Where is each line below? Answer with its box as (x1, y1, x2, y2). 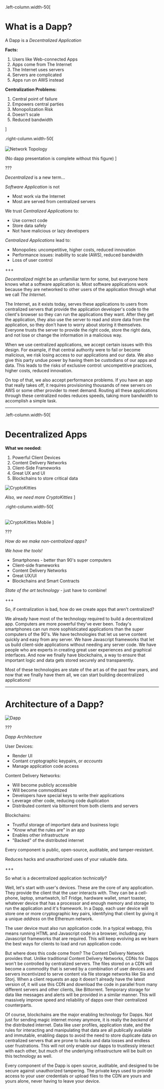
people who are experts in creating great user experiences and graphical (5, 647, 152, 652)
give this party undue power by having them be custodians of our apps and (5, 357, 157, 363)
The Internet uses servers (12, 66, 64, 72)
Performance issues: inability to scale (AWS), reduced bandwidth (12, 251, 143, 258)
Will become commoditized (12, 787, 67, 793)
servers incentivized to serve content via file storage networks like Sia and (5, 971, 155, 977)
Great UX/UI (12, 572, 37, 578)
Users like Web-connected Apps (12, 56, 78, 62)
